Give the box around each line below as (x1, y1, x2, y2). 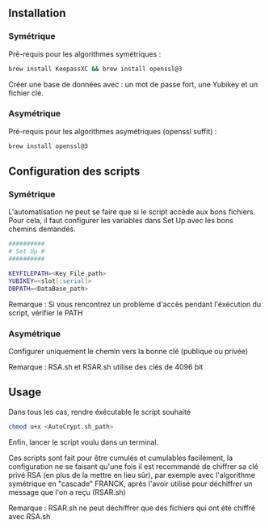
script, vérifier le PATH (8, 307, 83, 318)
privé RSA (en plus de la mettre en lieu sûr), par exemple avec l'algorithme (8, 470, 256, 479)
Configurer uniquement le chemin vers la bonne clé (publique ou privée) (8, 346, 249, 356)
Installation (8, 6, 66, 20)
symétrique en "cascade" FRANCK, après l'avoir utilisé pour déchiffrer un (8, 479, 253, 488)
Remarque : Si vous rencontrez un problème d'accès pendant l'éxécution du (8, 299, 262, 309)
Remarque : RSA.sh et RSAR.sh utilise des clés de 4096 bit (8, 361, 204, 371)
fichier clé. (8, 88, 44, 98)
